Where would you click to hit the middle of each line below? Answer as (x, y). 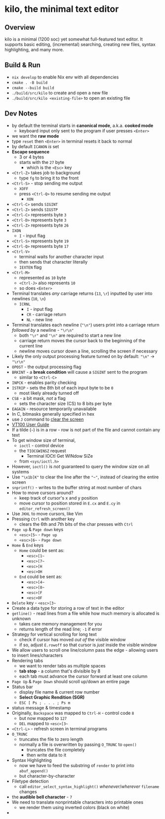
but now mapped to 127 (43, 718)
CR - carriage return (46, 314)
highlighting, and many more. (34, 50)
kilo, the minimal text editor (62, 9)
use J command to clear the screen (48, 419)
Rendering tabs (27, 661)
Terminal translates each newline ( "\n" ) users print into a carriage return (85, 325)
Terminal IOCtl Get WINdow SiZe (60, 456)
